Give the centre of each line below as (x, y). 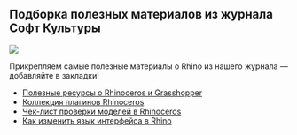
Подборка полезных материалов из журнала (141, 15)
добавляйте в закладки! (54, 75)
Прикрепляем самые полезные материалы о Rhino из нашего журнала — (148, 66)
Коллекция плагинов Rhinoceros (83, 101)
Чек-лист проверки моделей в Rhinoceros (102, 111)
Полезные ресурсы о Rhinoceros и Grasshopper (112, 93)
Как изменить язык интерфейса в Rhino (97, 120)
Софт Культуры (55, 29)
